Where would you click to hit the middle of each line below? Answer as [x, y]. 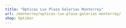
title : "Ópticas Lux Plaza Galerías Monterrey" [54, 9]
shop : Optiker [20, 18]
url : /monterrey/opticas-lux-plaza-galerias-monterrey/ [63, 14]
